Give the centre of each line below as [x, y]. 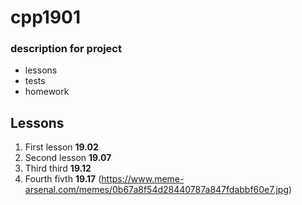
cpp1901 [46, 17]
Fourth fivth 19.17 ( [63, 179]
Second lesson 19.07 [68, 158]
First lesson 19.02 [61, 147]
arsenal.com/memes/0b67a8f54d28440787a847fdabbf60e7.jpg [156, 190]
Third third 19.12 [58, 168]
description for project [66, 49]
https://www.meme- [143, 179]
